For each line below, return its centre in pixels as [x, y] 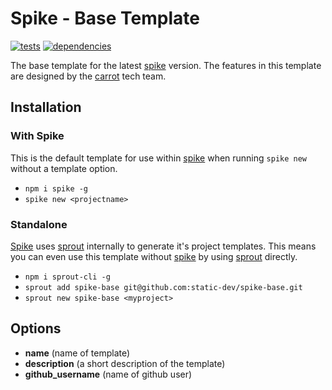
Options [36, 328]
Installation [46, 107]
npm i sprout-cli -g [67, 277]
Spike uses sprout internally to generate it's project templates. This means [163, 246]
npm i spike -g [56, 188]
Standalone [39, 224]
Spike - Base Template [105, 18]
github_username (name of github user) [108, 374]
